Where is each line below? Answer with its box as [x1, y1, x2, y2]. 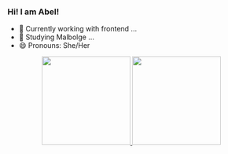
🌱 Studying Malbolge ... [18, 32, 95, 42]
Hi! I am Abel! [7, 6, 60, 17]
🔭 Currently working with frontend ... [18, 24, 138, 34]
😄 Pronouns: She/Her [18, 41, 90, 50]
